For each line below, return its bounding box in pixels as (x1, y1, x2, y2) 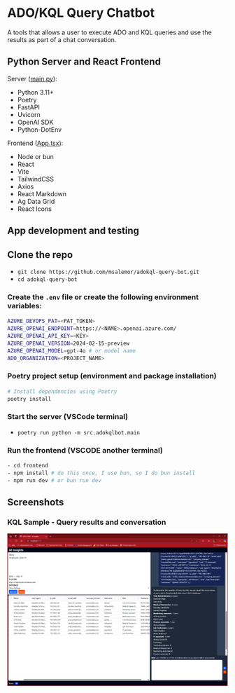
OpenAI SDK (17, 118, 54, 126)
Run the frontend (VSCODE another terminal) (7, 445, 163, 455)
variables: (7, 301, 42, 310)
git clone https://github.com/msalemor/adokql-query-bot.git (17, 268, 200, 275)
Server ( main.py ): (7, 74, 57, 83)
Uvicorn (17, 110, 41, 118)
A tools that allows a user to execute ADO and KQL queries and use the (7, 28, 212, 36)
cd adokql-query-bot (17, 275, 78, 283)
